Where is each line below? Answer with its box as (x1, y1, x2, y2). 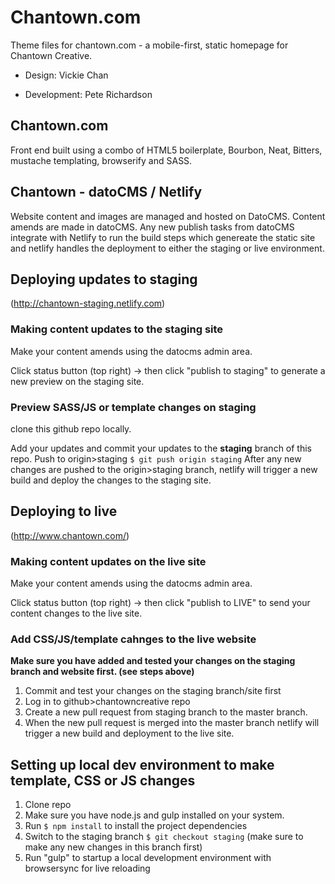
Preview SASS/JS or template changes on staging (10, 400, 257, 414)
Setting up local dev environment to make (10, 756, 275, 773)
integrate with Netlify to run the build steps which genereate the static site (10, 231, 316, 243)
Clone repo (24, 799, 72, 811)
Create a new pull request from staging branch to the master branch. (24, 706, 308, 718)
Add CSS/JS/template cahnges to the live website (10, 632, 257, 646)
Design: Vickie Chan (24, 69, 109, 81)
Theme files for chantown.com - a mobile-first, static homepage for (10, 39, 289, 51)
